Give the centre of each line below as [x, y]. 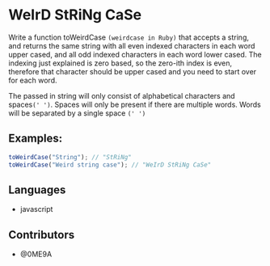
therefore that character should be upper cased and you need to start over [133, 71]
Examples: [36, 139]
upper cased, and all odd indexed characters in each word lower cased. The [135, 54]
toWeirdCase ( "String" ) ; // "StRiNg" [70, 157]
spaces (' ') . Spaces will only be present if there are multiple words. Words [135, 104]
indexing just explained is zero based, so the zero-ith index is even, [120, 63]
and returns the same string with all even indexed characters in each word [132, 45]
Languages [37, 190]
